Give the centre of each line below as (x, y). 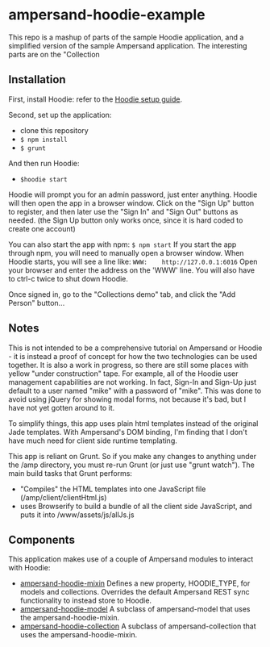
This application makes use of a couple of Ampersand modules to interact (131, 559)
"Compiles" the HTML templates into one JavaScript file (113, 489)
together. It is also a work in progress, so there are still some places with (128, 365)
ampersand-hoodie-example (107, 15)
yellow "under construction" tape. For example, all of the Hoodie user (124, 374)
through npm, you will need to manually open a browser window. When (126, 253)
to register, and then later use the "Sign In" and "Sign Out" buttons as (123, 211)
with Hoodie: (29, 568)
